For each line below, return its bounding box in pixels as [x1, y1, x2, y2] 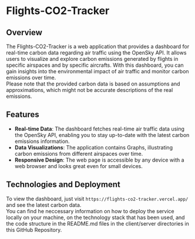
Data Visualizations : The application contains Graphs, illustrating [14, 144, 173, 151]
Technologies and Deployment [6, 180, 120, 190]
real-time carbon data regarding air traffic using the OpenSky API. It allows [6, 49, 187, 56]
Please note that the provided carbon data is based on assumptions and [6, 80, 180, 87]
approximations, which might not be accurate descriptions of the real [6, 87, 173, 93]
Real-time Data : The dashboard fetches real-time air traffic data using [14, 125, 185, 132]
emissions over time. [6, 74, 56, 81]
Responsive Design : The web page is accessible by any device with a [14, 156, 184, 163]
